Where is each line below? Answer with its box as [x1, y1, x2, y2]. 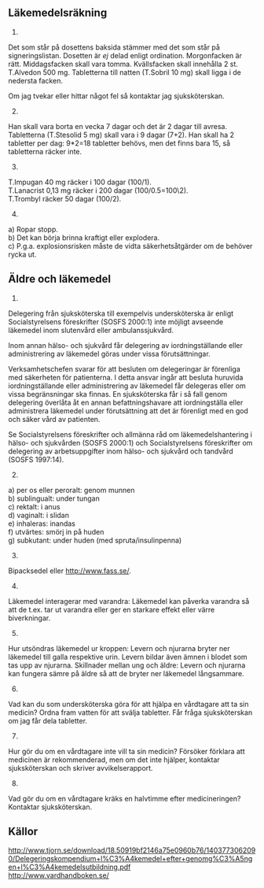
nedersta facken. [8, 76, 63, 85]
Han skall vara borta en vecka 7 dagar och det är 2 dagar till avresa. [8, 121, 228, 131]
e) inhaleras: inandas [8, 519, 76, 528]
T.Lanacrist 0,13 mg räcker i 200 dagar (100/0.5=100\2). [8, 185, 189, 195]
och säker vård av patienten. [8, 414, 101, 424]
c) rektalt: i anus [8, 501, 60, 511]
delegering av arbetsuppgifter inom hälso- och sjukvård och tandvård [8, 446, 233, 456]
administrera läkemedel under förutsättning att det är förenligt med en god [8, 405, 249, 416]
